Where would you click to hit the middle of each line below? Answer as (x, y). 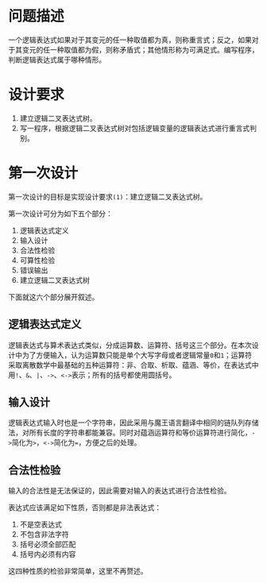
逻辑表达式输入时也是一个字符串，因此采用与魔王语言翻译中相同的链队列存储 (133, 423)
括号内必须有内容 (48, 554)
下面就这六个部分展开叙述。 (54, 297)
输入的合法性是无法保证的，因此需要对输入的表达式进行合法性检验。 (120, 491)
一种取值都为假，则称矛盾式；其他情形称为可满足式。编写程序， (154, 49)
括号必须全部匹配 (48, 544)
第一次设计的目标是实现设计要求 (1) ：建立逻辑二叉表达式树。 (108, 196)
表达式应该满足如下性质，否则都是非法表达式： (85, 508)
